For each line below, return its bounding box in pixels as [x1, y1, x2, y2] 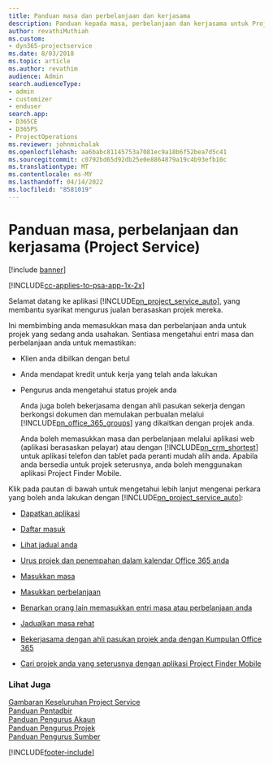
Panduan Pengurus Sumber [8, 732, 101, 741]
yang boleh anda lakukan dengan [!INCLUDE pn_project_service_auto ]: [8, 492, 244, 502]
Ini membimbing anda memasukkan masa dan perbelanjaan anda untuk [8, 320, 247, 330]
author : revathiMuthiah [8, 27, 89, 35]
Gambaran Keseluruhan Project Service [8, 697, 141, 707]
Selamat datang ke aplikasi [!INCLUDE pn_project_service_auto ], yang [8, 296, 240, 305]
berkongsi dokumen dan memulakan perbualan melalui [19, 409, 205, 419]
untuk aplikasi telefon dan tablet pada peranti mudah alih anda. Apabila [19, 451, 258, 460]
